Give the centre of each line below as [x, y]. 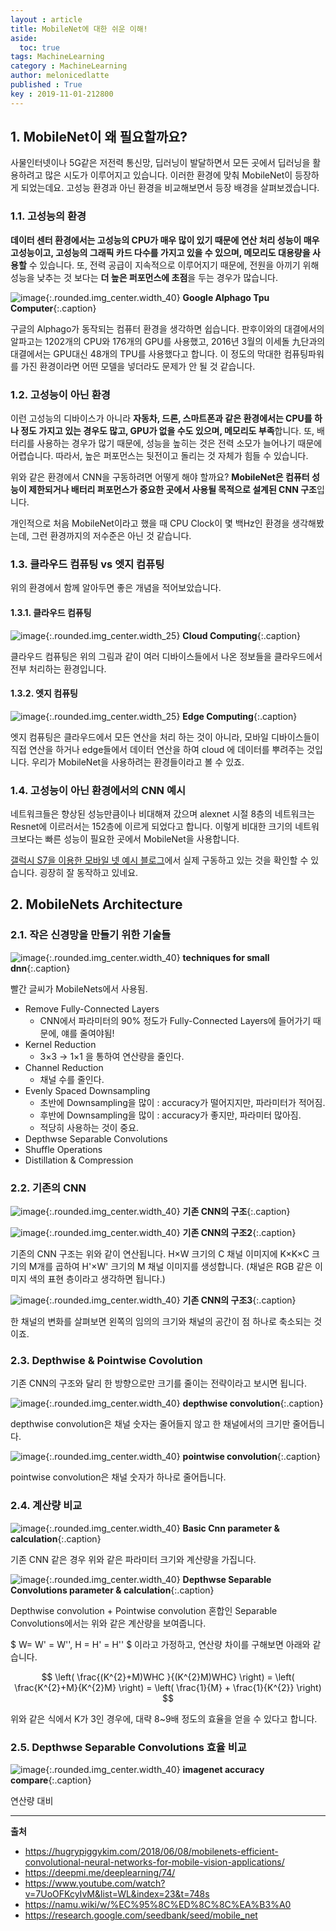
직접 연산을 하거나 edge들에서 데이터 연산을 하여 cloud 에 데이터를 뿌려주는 [157, 749]
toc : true [39, 47]
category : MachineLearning [69, 66]
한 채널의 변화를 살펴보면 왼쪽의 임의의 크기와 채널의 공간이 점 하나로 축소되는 [161, 1322]
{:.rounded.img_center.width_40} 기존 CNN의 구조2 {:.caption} [171, 1233]
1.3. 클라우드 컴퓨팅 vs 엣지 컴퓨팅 [87, 564]
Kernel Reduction [60, 1044]
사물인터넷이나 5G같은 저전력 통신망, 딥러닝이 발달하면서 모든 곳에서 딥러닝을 [160, 163]
